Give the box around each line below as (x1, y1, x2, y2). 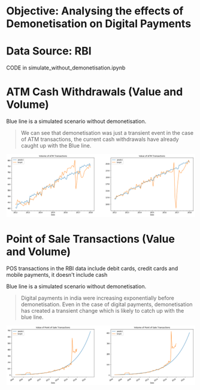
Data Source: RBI (6, 44, 92, 58)
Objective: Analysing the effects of (6, 4, 184, 18)
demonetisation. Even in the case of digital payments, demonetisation (20, 301, 193, 308)
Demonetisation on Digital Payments (6, 17, 192, 31)
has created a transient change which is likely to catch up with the (20, 307, 184, 314)
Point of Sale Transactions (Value (6, 232, 175, 246)
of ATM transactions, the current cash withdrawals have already (20, 136, 179, 143)
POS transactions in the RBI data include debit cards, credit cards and (6, 265, 178, 272)
